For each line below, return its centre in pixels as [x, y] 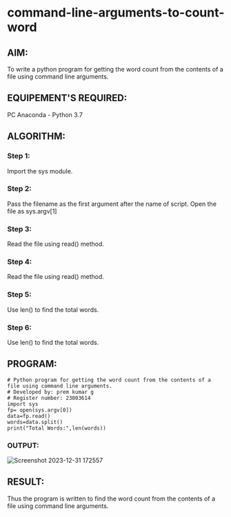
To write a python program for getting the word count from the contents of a [115, 69]
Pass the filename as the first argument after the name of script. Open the [112, 204]
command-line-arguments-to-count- [116, 13]
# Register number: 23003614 [49, 398]
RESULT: [26, 482]
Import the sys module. [40, 171]
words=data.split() [35, 422]
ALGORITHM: [36, 137]
